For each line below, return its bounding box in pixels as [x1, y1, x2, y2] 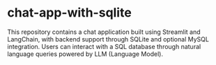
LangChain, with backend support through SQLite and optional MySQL [7, 35, 209, 43]
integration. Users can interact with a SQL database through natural [7, 42, 201, 50]
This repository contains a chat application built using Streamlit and [7, 28, 201, 36]
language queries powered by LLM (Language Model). [7, 50, 164, 58]
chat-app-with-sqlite [7, 5, 132, 21]
